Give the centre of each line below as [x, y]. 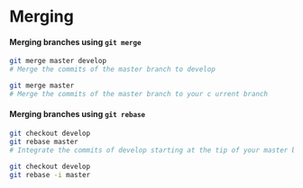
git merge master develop [58, 61]
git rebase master [44, 141]
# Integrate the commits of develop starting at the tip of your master [149, 150]
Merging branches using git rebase [78, 114]
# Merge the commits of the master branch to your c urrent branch [139, 94]
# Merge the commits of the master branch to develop [113, 69]
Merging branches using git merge [75, 41]
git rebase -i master [50, 175]
